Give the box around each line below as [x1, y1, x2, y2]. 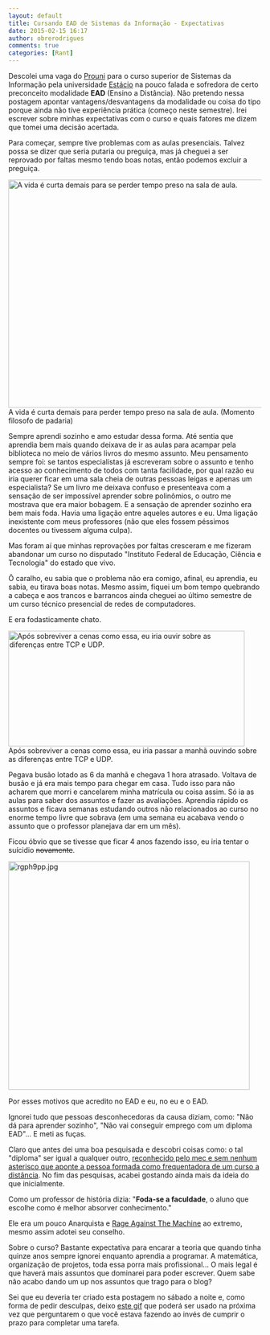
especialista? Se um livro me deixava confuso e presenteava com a [8, 483, 231, 492]
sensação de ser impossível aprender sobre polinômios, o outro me [8, 491, 231, 501]
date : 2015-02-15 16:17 [8, 27, 88, 35]
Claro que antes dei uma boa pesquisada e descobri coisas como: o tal [8, 1145, 243, 1154]
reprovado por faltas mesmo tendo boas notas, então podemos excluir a [8, 155, 247, 165]
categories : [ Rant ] [8, 49, 74, 57]
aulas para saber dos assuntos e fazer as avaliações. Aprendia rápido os [8, 796, 249, 805]
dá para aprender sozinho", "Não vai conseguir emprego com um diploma [8, 1120, 253, 1130]
